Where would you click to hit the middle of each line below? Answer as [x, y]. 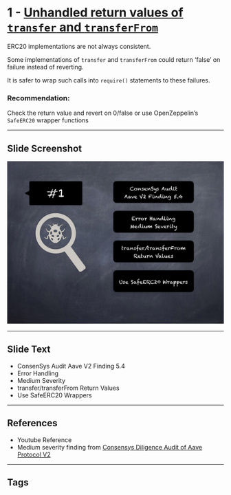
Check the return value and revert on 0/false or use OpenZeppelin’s [103, 113]
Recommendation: [38, 98]
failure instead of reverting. [45, 67]
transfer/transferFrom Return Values [68, 388]
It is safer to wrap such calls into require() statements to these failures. [109, 80]
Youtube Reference [44, 440]
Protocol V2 [34, 454]
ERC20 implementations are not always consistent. [79, 46]
